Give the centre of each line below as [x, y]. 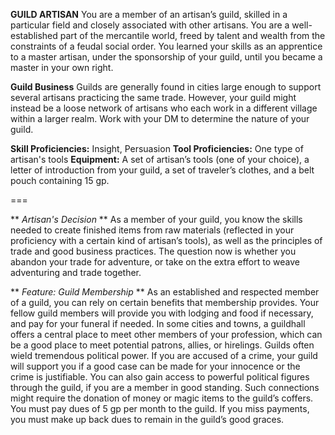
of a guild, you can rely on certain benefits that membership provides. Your [165, 302]
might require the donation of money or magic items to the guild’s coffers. [162, 398]
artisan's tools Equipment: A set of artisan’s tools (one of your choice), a [160, 159]
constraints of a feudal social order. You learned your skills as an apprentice [166, 46]
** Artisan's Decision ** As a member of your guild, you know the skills [156, 219]
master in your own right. [62, 67]
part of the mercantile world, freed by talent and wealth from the [192, 35]
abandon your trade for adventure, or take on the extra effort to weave [155, 262]
